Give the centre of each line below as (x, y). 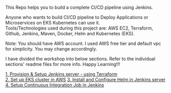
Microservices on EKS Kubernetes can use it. (53, 23)
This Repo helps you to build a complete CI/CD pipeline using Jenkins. (79, 7)
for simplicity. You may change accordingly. (51, 49)
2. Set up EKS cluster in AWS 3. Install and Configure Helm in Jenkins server (86, 79)
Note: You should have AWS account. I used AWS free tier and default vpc (83, 43)
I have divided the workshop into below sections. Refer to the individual (80, 59)
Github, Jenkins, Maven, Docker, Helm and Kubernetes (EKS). (70, 33)
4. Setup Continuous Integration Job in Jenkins (55, 85)
